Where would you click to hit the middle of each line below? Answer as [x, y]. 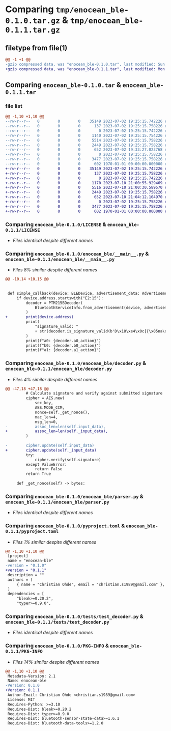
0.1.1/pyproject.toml [32, 531]
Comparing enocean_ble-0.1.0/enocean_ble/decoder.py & [76, 363]
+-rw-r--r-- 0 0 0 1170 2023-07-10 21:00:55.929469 [84, 183]
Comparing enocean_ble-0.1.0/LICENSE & [56, 224]
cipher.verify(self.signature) [68, 460]
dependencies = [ [26, 594]
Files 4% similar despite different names [55, 379]
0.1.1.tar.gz [33, 30]
